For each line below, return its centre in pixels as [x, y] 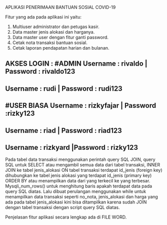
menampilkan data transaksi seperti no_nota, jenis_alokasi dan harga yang [82, 197]
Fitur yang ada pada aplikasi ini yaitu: [43, 17]
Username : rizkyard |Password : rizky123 [72, 147]
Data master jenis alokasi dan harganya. [53, 32]
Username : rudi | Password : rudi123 [64, 88]
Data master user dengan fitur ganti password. [60, 37]
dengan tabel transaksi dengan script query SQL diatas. [62, 207]
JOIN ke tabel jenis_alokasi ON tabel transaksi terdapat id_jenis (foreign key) [84, 170]
